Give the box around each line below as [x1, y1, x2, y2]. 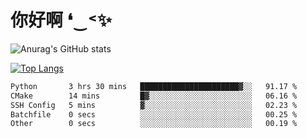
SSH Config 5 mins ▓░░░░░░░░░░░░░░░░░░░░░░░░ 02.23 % [10, 100, 298, 110]
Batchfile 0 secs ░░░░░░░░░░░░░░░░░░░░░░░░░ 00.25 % [10, 109, 298, 120]
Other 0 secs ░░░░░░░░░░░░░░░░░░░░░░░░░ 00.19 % [10, 119, 298, 129]
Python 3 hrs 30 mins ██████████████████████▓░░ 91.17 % [10, 81, 298, 91]
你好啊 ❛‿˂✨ [10, 9, 112, 32]
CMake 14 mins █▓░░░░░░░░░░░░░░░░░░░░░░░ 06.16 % [10, 91, 298, 101]
